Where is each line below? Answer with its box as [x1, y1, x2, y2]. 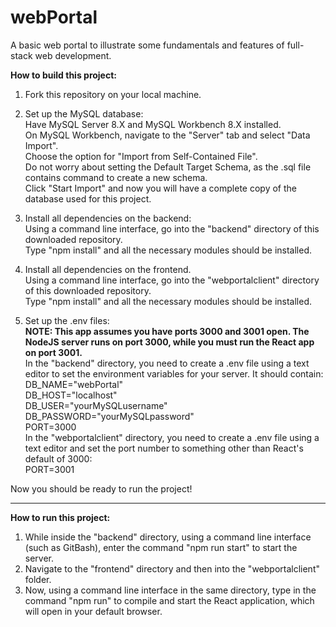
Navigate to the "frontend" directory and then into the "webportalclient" [24, 562, 320, 575]
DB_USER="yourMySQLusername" [24, 399, 168, 411]
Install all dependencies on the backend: [24, 212, 192, 224]
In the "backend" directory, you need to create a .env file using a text [24, 357, 310, 369]
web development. [34, 49, 112, 61]
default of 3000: [24, 452, 93, 465]
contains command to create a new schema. [24, 171, 208, 183]
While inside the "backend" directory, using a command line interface [24, 531, 312, 543]
